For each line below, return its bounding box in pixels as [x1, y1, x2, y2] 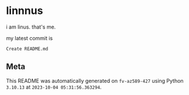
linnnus [6, 4, 43, 17]
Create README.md [6, 45, 49, 52]
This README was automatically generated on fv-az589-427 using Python [6, 77, 184, 84]
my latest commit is [6, 34, 53, 41]
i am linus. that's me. [6, 23, 56, 30]
